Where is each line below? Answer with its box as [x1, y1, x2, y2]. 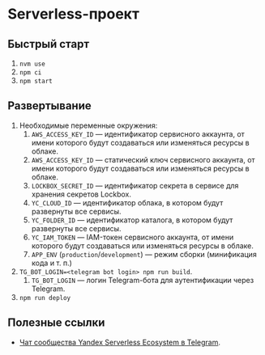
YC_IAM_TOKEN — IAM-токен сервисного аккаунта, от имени [31, 232, 234, 242]
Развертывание [7, 99, 92, 113]
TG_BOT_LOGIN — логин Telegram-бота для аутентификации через [31, 275, 254, 285]
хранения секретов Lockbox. [31, 189, 131, 199]
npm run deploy [19, 294, 71, 302]
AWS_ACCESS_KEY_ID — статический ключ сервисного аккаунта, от [31, 154, 256, 164]
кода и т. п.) [31, 258, 72, 268]
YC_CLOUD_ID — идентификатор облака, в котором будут [31, 197, 224, 207]
